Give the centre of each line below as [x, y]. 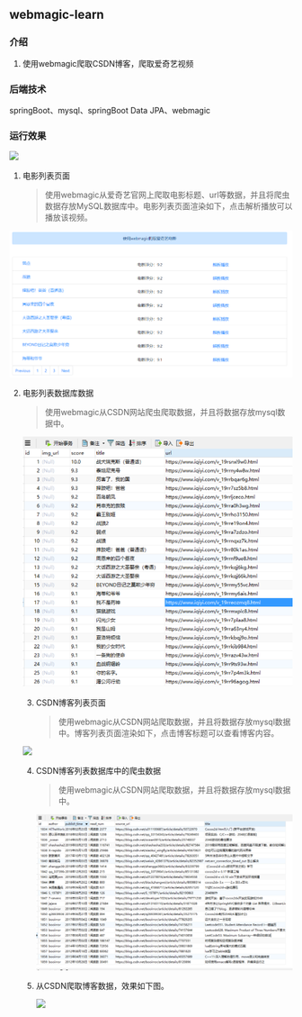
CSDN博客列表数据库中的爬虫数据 [98, 771]
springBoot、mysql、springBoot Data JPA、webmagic [110, 110]
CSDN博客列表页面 [71, 703]
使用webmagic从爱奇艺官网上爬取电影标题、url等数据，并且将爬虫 [167, 195]
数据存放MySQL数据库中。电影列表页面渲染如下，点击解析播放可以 [169, 206]
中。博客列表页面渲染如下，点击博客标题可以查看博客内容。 [169, 733]
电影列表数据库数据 [58, 393]
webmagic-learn [57, 15]
